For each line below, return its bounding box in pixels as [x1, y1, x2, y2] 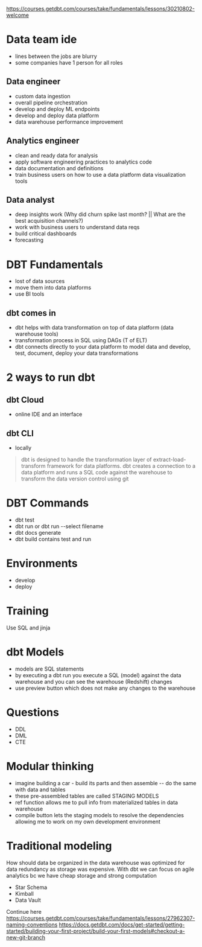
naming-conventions [6, 920, 58, 928]
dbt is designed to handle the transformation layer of [21, 456, 152, 463]
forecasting [14, 237, 44, 244]
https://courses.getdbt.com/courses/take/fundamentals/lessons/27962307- [6, 914, 195, 922]
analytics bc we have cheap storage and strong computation [6, 872, 157, 879]
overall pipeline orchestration [14, 99, 87, 106]
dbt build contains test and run [14, 535, 92, 543]
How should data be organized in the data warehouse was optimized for [6, 859, 185, 866]
